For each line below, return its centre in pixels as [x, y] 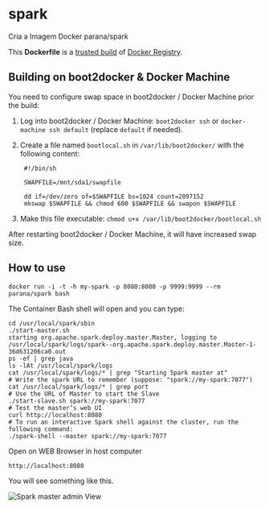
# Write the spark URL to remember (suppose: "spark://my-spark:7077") [130, 379]
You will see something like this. [61, 481]
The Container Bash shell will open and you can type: [96, 308]
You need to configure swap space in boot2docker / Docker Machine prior [131, 97]
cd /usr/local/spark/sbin [51, 323]
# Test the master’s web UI [55, 408]
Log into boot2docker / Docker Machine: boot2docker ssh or [119, 121]
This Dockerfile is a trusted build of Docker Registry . [96, 52]
